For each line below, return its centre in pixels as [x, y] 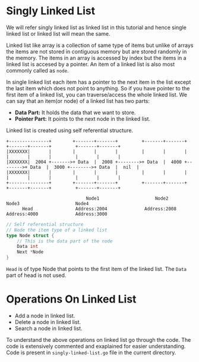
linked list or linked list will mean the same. [59, 33]
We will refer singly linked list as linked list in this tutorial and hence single [97, 27]
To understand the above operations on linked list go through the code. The [99, 340]
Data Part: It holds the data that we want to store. [75, 112]
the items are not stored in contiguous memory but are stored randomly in [97, 51]
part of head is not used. [36, 275]
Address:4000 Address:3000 [57, 214]
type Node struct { [30, 235]
